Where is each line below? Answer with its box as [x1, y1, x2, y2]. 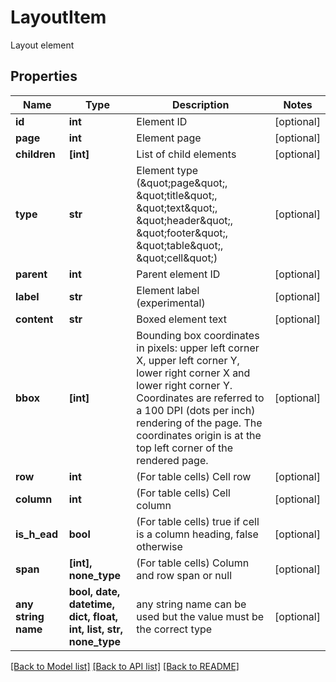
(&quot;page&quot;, [136, 176, 228, 190]
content [15, 312, 54, 326]
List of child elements [136, 147, 237, 161]
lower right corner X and [136, 366, 251, 380]
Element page [136, 131, 202, 145]
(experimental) [136, 296, 206, 310]
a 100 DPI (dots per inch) [136, 403, 256, 417]
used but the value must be [136, 609, 265, 623]
